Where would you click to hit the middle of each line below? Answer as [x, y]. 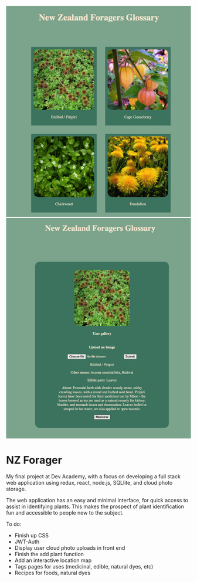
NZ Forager [34, 460]
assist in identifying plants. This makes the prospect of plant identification [95, 506]
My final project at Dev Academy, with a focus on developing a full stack [93, 476]
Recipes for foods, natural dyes [52, 573]
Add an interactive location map [53, 560]
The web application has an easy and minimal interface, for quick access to [97, 500]
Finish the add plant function [49, 554]
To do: [14, 524]
